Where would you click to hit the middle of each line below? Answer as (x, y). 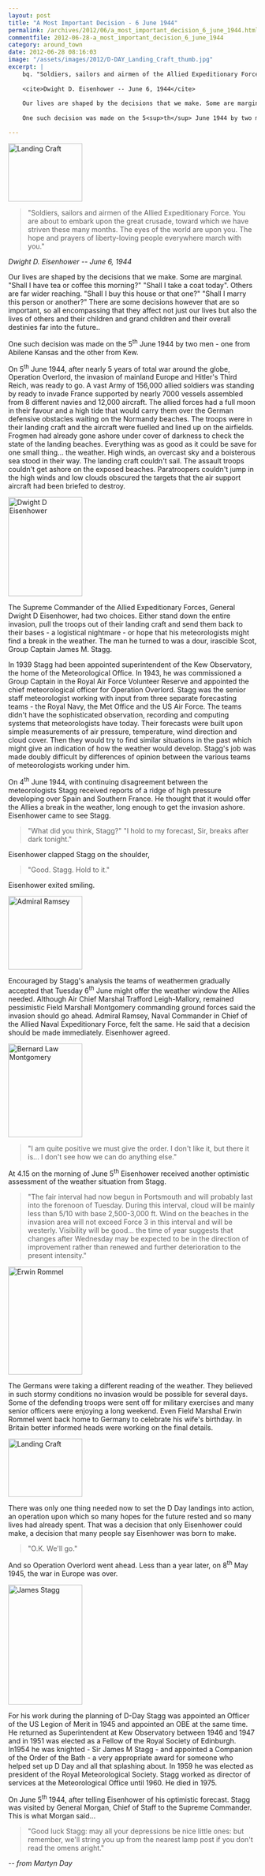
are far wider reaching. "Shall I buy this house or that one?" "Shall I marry (127, 294)
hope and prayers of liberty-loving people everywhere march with (134, 238)
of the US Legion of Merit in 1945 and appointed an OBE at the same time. (128, 1724)
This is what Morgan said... (52, 1816)
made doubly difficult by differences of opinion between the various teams (129, 757)
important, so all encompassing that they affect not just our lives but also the (132, 310)
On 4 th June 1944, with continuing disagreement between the (108, 781)
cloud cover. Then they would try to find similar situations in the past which (130, 740)
